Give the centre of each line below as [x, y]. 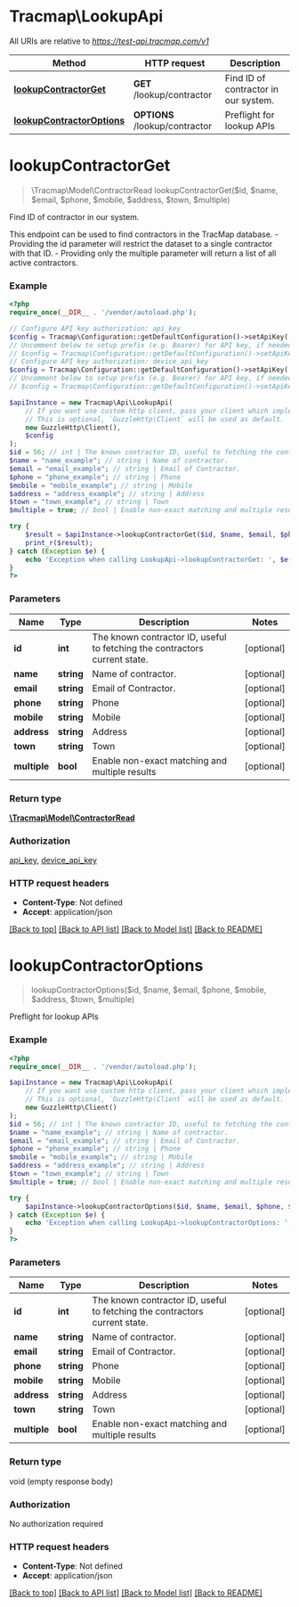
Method [69, 62]
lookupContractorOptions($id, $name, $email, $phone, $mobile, [149, 990]
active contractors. [44, 262]
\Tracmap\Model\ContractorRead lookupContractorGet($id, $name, [154, 190]
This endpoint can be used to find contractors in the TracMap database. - [144, 234]
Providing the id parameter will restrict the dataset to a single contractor [141, 243]
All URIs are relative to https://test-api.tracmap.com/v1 [109, 41]
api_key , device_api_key [53, 861]
